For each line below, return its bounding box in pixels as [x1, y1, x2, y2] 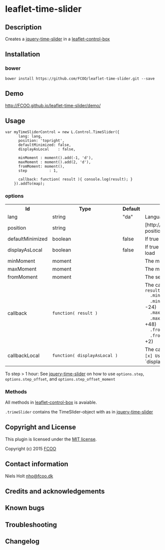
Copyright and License [5, 423, 76, 432]
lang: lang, [18, 134, 43, 139]
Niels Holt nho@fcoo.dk [5, 473, 54, 479]
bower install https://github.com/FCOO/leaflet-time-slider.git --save [5, 76, 155, 81]
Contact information [5, 460, 69, 468]
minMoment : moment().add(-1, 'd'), [18, 156, 93, 161]
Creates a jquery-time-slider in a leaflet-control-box [5, 36, 110, 42]
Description [5, 23, 42, 31]
